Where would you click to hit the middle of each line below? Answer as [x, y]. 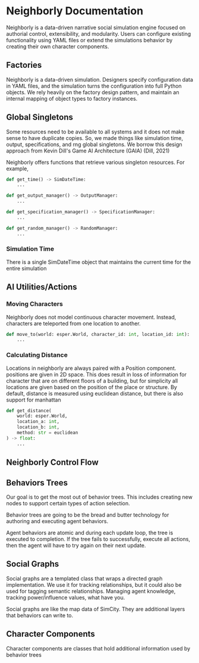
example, [17, 169]
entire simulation [26, 268]
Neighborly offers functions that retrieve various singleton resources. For [96, 162]
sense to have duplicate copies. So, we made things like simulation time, [95, 138]
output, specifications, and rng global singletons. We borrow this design [94, 144]
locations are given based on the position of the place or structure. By [91, 387]
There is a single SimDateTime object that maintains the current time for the [99, 262]
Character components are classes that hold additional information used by [98, 648]
